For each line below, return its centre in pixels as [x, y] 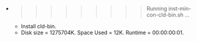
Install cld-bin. [38, 26]
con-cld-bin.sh [165, 15]
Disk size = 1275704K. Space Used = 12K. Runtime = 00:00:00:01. [102, 33]
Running [157, 9]
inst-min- [180, 9]
